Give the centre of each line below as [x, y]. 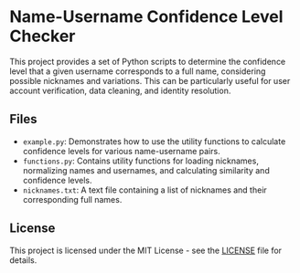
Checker [43, 36]
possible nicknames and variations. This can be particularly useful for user [150, 80]
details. [23, 260]
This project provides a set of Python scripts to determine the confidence [148, 61]
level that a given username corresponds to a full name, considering [138, 71]
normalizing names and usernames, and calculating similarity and [146, 170]
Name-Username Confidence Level [146, 17]
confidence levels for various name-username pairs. [122, 151]
